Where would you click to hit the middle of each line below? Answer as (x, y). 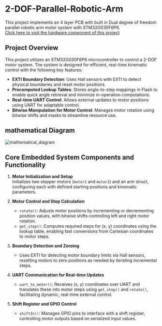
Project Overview (32, 48)
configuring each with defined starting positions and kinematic (74, 187)
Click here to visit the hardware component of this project (62, 32)
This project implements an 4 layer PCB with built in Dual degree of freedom (81, 22)
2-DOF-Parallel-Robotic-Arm (64, 9)
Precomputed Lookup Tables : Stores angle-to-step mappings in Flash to (85, 89)
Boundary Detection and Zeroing (46, 246)
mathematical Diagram (40, 131)
